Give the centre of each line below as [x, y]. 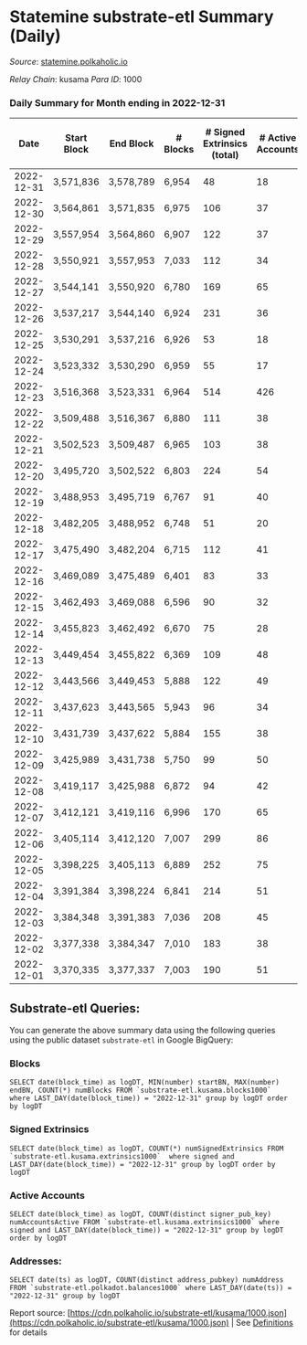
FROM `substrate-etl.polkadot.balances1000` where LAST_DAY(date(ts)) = [151, 1288]
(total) [225, 155]
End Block [132, 143]
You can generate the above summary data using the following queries [143, 1031]
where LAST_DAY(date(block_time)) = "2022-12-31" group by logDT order [148, 1098]
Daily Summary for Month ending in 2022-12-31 [117, 102]
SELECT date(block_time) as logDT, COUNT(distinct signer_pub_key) [141, 1214]
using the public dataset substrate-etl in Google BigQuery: [122, 1040]
